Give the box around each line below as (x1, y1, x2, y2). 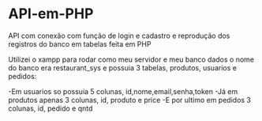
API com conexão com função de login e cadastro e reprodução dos (8, 31, 230, 40)
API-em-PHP (8, 5, 94, 23)
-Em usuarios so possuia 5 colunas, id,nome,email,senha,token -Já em (8, 86, 238, 96)
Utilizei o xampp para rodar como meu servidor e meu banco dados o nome (8, 55, 255, 64)
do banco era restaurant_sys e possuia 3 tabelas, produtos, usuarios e (8, 62, 237, 72)
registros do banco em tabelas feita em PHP (8, 39, 152, 48)
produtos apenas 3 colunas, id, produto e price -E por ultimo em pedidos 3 (8, 95, 251, 104)
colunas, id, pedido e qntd (8, 104, 93, 113)
